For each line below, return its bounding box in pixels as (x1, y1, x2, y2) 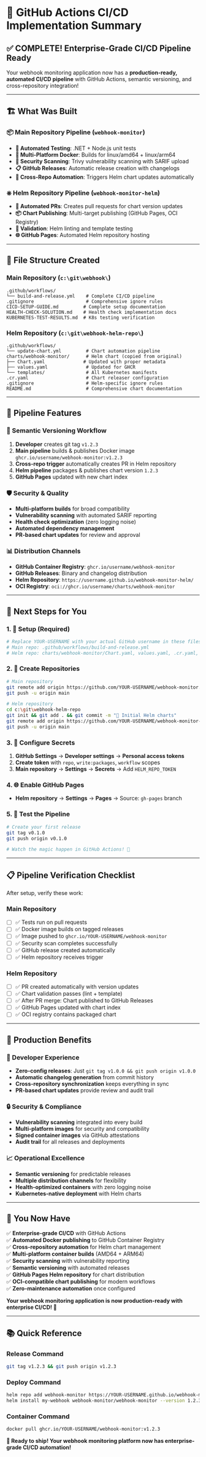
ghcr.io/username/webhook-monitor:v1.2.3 (15, 455, 123, 461)
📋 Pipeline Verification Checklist (6, 870, 135, 880)
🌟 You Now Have (6, 1213, 71, 1224)
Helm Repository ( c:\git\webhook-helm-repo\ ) (6, 329, 144, 337)
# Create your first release (6, 824, 81, 830)
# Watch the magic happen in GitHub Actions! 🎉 (6, 846, 131, 853)
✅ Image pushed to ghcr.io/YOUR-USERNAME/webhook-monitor (15, 932, 167, 940)
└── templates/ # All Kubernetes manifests (6, 369, 158, 375)
